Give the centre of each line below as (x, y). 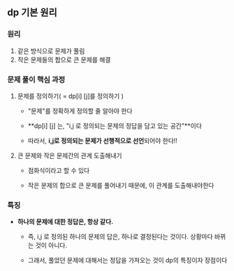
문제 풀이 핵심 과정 (36, 79)
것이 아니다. (51, 245)
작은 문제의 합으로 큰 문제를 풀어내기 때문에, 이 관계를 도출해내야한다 (121, 185)
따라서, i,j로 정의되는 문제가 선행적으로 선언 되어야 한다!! (103, 140)
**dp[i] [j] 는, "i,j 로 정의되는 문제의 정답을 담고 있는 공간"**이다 (115, 125)
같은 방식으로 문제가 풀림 (51, 50)
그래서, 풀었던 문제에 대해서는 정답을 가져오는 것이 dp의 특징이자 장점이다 (127, 260)
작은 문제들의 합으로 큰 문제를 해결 (64, 60)
